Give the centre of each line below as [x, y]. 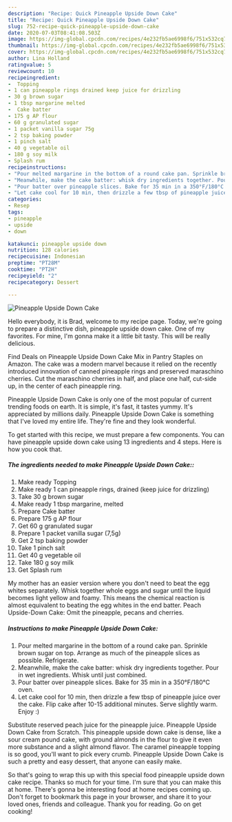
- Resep [19, 206]
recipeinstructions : [38, 167]
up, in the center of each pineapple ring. [65, 386]
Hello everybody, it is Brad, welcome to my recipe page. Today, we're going [115, 321]
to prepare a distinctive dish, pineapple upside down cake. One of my [106, 329]
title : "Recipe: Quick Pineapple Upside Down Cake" [83, 20]
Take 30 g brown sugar [51, 497]
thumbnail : [23, 45]
